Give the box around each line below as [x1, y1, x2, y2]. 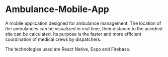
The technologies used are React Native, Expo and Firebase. [5, 46, 131, 52]
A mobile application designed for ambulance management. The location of [5, 20, 161, 26]
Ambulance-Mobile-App [5, 4, 110, 15]
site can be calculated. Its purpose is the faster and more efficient [5, 31, 142, 37]
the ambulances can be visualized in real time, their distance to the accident [5, 25, 163, 31]
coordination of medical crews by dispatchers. [5, 36, 102, 42]
